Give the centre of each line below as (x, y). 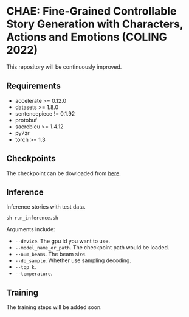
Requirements (33, 86)
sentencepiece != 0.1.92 (45, 113)
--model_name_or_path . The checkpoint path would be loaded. (92, 248)
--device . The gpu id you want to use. (63, 241)
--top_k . (26, 267)
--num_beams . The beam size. (51, 254)
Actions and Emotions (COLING (87, 37)
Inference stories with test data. (46, 207)
